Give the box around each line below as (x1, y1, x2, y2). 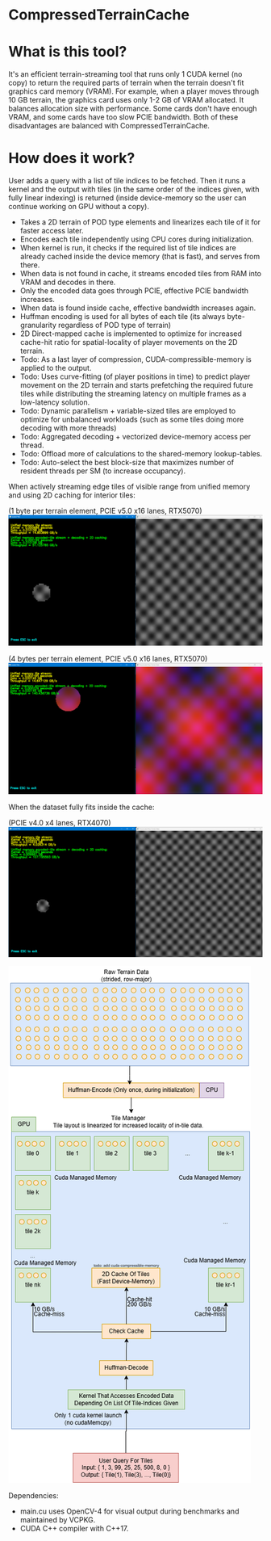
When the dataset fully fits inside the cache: (8, 802, 155, 812)
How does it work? (8, 149, 135, 167)
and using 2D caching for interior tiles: (8, 490, 135, 500)
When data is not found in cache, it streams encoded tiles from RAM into (19, 269, 262, 279)
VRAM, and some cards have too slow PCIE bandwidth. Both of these (8, 112, 239, 122)
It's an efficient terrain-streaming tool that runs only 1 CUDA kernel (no (8, 69, 243, 79)
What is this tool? (8, 43, 127, 61)
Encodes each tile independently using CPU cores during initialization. (19, 234, 254, 244)
